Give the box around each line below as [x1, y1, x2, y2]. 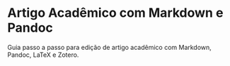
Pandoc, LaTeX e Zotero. [7, 51, 79, 59]
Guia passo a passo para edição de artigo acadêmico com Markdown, [7, 43, 212, 51]
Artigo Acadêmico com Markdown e [7, 5, 224, 21]
